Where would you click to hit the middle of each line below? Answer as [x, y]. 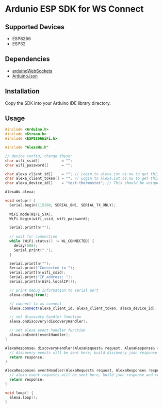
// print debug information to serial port [54, 290]
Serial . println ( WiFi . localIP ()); [43, 282]
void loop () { [19, 393]
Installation [22, 91]
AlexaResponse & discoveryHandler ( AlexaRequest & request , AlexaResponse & [80, 348]
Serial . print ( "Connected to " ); [42, 268]
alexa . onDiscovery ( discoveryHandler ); [49, 322]
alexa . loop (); [24, 397]
